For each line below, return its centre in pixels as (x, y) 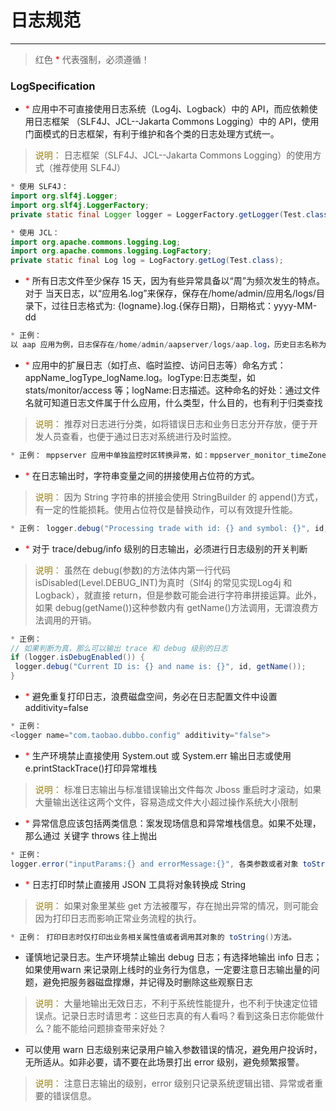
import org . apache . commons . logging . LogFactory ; (111, 251)
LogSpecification (53, 86)
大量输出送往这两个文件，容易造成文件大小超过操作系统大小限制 (166, 802)
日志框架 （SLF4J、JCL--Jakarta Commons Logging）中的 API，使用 (176, 122)
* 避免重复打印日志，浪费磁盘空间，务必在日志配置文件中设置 (151, 697)
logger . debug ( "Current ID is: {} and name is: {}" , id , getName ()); (160, 667)
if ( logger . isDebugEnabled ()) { (77, 657)
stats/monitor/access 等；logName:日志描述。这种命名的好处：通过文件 (172, 390)
